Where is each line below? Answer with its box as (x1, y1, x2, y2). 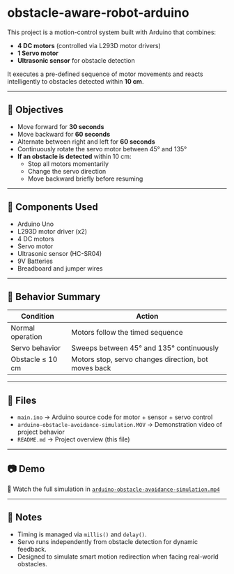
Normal (10, 323, 35, 333)
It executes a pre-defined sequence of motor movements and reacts (7, 70, 203, 78)
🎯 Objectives (7, 104, 64, 116)
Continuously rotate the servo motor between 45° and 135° (17, 144, 187, 153)
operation (10, 332, 42, 342)
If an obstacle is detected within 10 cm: (17, 152, 132, 160)
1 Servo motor (17, 49, 59, 57)
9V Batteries (17, 257, 54, 265)
